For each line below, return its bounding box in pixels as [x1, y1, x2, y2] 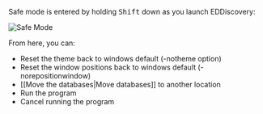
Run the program [19, 88, 77, 98]
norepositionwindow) [19, 71, 91, 80]
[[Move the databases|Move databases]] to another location [19, 80, 221, 89]
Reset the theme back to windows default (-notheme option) [19, 54, 223, 63]
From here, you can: [8, 38, 75, 48]
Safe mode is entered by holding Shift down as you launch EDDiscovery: [8, 7, 256, 16]
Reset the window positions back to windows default [19, 62, 197, 72]
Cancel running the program [19, 97, 115, 106]
